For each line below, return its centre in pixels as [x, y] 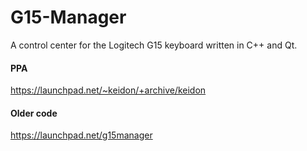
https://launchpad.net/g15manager [81, 135]
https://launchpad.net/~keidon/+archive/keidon [108, 90]
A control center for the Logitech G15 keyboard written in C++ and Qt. [154, 45]
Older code [34, 113]
